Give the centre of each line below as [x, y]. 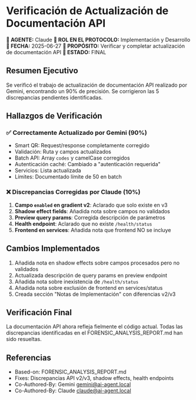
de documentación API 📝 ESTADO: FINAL [56, 52]
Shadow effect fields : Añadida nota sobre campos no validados [92, 211]
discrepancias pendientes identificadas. [54, 97]
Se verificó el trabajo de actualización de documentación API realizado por [97, 85]
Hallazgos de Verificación [54, 116]
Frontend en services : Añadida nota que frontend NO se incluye [93, 230]
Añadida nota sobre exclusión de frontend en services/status [89, 287]
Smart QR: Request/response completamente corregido [82, 146]
